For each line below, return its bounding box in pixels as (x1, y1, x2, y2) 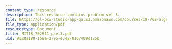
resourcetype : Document (5, 27, 56, 32)
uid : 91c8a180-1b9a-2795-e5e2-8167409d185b (5, 36, 100, 41)
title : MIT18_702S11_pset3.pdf (5, 31, 72, 36)
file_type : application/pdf (5, 21, 66, 27)
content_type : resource (5, 7, 56, 13)
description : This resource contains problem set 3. (5, 12, 120, 17)
